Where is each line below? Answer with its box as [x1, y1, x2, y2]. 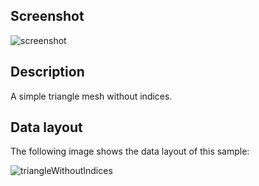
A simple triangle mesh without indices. [10, 90, 173, 102]
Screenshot [10, 8, 85, 25]
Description [10, 64, 85, 81]
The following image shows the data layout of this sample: [10, 145, 250, 158]
